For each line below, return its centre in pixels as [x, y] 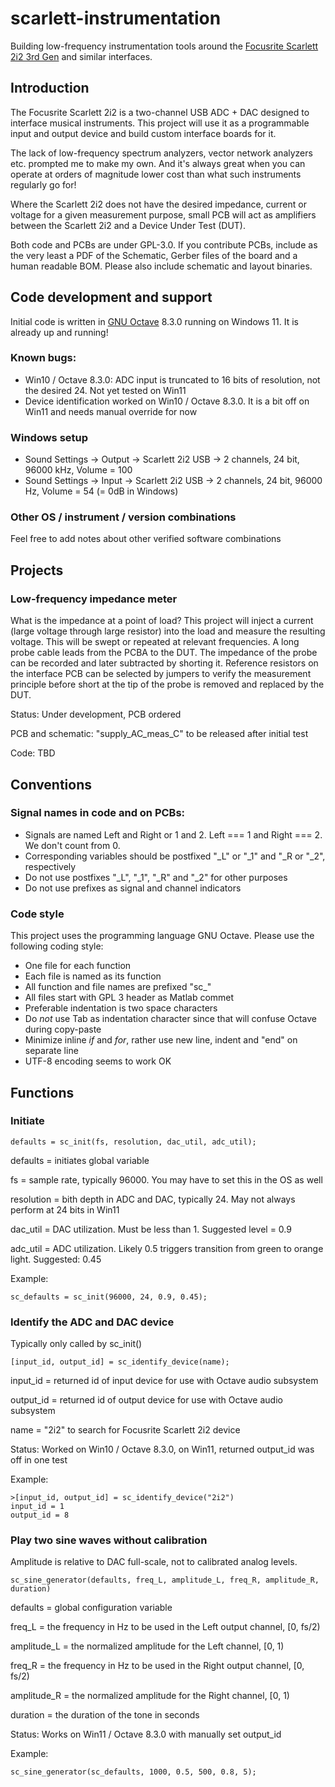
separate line [51, 1051]
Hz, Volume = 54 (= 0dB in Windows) [101, 491]
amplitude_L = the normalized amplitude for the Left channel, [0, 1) [147, 1646]
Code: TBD [33, 753]
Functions [42, 1092]
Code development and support [111, 297]
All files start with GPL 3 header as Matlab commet [129, 998]
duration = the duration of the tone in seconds [105, 1715]
